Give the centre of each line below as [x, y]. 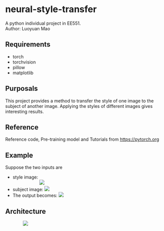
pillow [19, 67]
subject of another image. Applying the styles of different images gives [79, 106]
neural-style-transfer [51, 9]
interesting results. [24, 111]
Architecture [26, 211]
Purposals [21, 89]
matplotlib [23, 73]
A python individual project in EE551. [43, 23]
